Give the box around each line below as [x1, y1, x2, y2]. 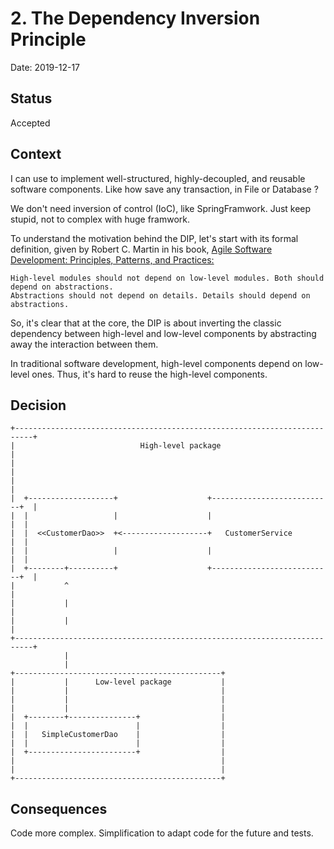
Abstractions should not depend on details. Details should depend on [10, 290, 311, 301]
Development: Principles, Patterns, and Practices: [10, 253, 215, 266]
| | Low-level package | [10, 677, 226, 687]
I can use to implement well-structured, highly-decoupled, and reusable [10, 172, 306, 184]
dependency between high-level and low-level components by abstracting [10, 327, 317, 339]
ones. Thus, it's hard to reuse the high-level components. [31, 368, 268, 380]
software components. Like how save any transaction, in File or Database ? [10, 183, 319, 195]
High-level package [139, 441, 222, 451]
